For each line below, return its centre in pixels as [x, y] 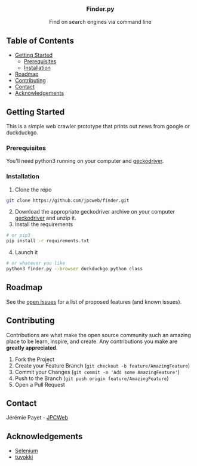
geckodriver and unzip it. [45, 218]
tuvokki [24, 457]
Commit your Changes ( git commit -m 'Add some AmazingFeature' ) [97, 372]
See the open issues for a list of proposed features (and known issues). [94, 302]
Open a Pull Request [40, 384]
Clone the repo [33, 189]
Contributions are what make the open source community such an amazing [98, 335]
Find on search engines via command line [100, 22]
